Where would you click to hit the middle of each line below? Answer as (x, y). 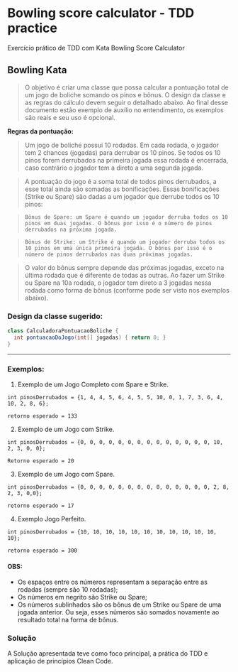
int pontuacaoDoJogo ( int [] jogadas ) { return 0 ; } (90, 337)
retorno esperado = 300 (42, 551)
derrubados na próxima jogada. (71, 229)
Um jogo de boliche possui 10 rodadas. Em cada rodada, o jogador (122, 145)
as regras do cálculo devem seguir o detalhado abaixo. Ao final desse (126, 102)
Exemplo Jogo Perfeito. (52, 519)
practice (33, 28)
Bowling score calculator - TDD (101, 13)
